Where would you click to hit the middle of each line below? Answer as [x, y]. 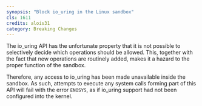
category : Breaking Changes [42, 29]
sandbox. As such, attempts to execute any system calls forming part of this [101, 84]
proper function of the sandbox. [46, 65]
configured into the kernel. [39, 96]
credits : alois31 [28, 23]
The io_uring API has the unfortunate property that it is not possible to [93, 46]
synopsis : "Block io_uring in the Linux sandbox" [70, 12]
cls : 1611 [19, 18]
